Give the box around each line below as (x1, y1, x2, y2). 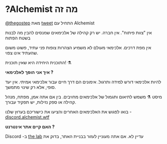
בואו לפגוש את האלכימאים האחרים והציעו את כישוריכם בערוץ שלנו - (5, 109, 132, 115)
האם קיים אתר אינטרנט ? (5, 124, 55, 130)
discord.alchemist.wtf (5, 114, 50, 120)
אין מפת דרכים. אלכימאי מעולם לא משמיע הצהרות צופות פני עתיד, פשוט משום (5, 44, 152, 50)
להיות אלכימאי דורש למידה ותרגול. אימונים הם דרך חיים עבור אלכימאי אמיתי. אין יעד (5, 79, 162, 85)
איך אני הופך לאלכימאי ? (5, 69, 53, 75)
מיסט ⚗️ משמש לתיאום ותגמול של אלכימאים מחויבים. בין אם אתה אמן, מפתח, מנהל (5, 94, 162, 100)
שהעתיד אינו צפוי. (5, 50, 38, 56)
